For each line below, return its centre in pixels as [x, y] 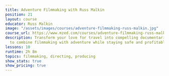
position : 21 [19, 14]
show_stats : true [23, 61]
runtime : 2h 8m [21, 51]
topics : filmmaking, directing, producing [50, 56]
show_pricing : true [26, 65]
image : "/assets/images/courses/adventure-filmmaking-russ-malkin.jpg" [82, 28]
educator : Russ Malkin [29, 24]
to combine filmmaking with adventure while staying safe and [76, 42]
